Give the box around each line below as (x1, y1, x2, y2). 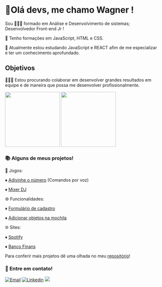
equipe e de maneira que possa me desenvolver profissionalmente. (5, 82, 140, 88)
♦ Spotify (5, 234, 23, 240)
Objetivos (5, 64, 35, 72)
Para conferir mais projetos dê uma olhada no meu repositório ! (5, 253, 130, 259)
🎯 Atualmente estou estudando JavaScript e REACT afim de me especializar (5, 44, 157, 50)
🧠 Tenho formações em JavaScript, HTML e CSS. (5, 35, 104, 41)
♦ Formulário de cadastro (5, 205, 55, 211)
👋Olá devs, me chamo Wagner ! (5, 4, 134, 16)
